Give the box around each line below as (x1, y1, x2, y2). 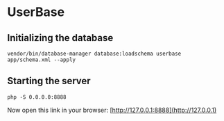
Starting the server (7, 75, 92, 87)
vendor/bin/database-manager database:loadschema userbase (7, 50, 182, 57)
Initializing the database (7, 32, 114, 44)
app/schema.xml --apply (7, 56, 76, 63)
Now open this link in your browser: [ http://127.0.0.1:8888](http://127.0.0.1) (7, 106, 217, 114)
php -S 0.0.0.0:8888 (7, 93, 67, 101)
